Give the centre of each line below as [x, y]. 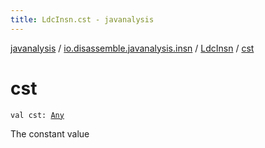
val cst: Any [37, 115]
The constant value [50, 133]
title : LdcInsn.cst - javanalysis [82, 19]
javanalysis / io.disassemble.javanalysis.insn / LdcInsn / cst [132, 48]
